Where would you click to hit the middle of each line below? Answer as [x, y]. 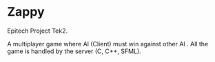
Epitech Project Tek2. [37, 31]
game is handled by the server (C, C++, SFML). [74, 51]
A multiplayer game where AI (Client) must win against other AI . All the [108, 44]
